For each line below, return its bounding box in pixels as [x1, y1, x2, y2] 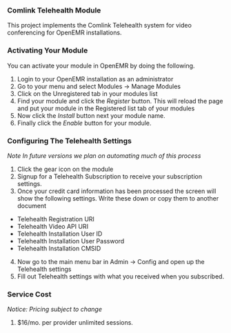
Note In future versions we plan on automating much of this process [7, 151, 201, 160]
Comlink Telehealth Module [7, 6, 101, 15]
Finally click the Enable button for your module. [17, 119, 152, 127]
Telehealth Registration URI [17, 214, 95, 223]
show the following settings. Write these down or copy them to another [17, 194, 219, 202]
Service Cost [7, 289, 52, 299]
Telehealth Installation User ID [17, 230, 103, 238]
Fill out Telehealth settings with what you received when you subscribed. [17, 272, 225, 281]
